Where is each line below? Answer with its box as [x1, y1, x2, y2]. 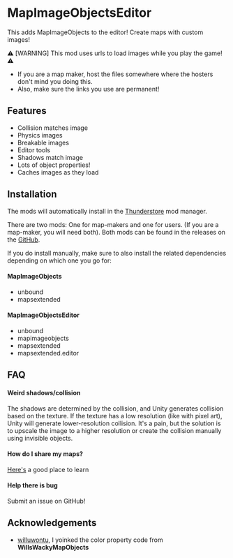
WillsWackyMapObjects [17, 543, 89, 551]
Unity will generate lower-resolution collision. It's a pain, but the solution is [7, 419, 221, 427]
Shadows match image [17, 153, 84, 161]
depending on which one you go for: [7, 256, 112, 265]
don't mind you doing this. [17, 77, 93, 85]
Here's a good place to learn [7, 465, 89, 473]
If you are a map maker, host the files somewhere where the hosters [17, 70, 213, 78]
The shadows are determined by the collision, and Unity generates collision [7, 404, 224, 413]
